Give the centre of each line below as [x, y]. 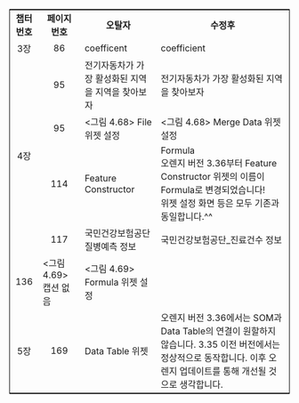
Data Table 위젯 [116, 351]
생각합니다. [201, 384]
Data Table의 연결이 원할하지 [218, 331]
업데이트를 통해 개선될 [223, 371]
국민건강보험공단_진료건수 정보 [221, 240]
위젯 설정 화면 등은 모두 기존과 [220, 203]
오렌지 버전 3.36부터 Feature [219, 163]
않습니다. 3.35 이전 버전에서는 [220, 344]
